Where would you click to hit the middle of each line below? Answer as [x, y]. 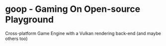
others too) [17, 39]
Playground [29, 20]
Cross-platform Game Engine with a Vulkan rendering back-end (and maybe [83, 33]
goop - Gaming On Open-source [73, 9]
